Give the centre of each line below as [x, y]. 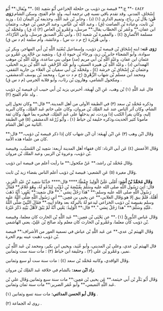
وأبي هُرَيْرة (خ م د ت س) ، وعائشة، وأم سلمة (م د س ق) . [58, 39]
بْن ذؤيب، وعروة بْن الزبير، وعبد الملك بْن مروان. [49, 153]
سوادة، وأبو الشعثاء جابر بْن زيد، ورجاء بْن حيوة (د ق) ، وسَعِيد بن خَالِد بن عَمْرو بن [78, 54]
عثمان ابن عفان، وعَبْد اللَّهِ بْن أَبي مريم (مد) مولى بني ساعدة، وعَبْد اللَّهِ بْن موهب [77, 59]
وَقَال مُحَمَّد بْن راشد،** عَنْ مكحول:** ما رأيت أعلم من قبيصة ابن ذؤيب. [70, 163]
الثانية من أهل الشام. [24, 124]
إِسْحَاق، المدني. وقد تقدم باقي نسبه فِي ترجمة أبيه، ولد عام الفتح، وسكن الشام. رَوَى [80, 14]
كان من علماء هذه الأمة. [27, 139]
